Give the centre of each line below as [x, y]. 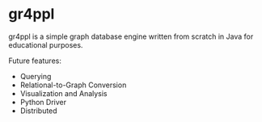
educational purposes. [46, 44]
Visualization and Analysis [63, 93]
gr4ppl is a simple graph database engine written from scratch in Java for [131, 36]
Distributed [39, 111]
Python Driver [43, 102]
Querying [36, 76]
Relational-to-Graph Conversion [73, 85]
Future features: [35, 61]
